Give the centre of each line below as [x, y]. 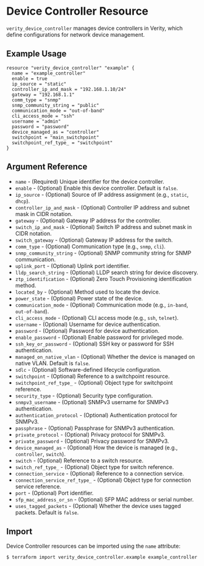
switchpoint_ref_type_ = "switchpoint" [62, 143]
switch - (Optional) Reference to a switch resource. [79, 460]
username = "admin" [37, 121]
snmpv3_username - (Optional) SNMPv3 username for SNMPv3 [92, 402]
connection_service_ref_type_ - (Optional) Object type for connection [103, 480]
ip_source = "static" [39, 84]
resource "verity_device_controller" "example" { [71, 68]
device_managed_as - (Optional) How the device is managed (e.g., [96, 448]
